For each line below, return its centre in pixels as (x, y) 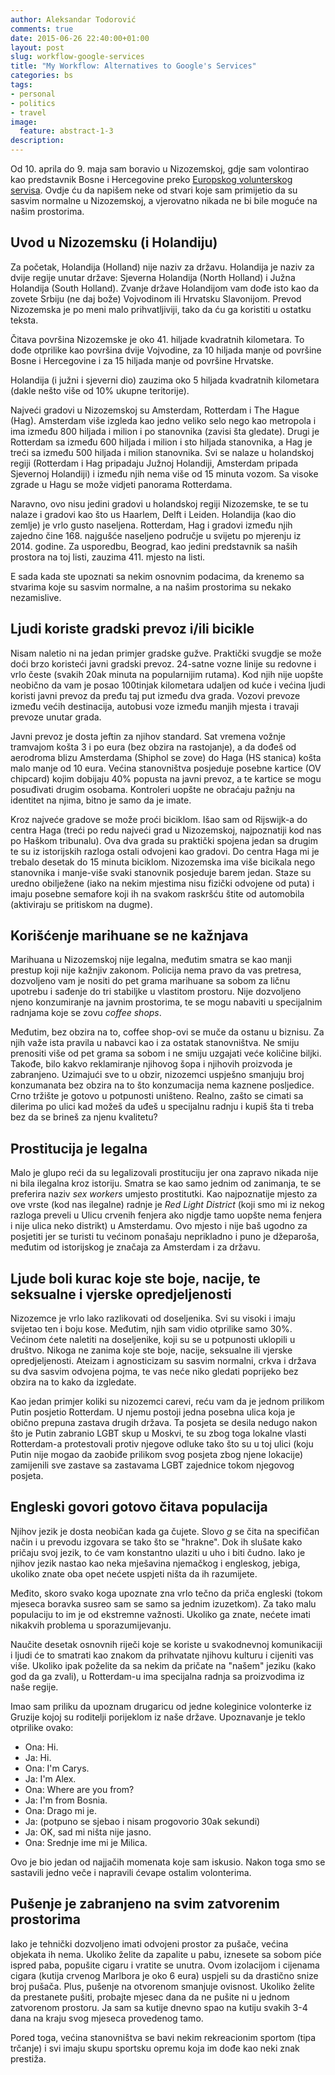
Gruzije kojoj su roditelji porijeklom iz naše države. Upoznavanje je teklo (158, 1717)
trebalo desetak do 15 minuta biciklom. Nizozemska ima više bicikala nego (163, 862)
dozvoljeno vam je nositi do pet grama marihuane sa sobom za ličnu (150, 981)
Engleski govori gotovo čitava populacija (139, 1507)
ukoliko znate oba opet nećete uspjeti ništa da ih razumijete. (134, 1573)
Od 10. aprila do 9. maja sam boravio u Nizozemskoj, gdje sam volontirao (160, 169)
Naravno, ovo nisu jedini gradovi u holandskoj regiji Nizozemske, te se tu (159, 503)
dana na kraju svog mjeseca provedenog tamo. (107, 2018)
